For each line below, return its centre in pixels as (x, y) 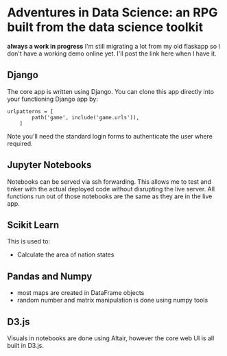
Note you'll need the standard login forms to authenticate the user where (110, 136)
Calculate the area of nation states (65, 254)
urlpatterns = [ (30, 111)
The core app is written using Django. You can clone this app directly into (111, 91)
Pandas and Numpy (50, 276)
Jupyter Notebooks (49, 165)
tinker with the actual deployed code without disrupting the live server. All (111, 189)
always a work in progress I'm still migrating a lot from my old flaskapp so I (114, 46)
